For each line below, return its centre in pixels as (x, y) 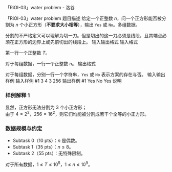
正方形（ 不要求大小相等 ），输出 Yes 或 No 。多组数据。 (84, 25)
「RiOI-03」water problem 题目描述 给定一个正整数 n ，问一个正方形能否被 (84, 18)
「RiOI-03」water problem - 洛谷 (40, 7)
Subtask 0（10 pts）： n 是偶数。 (46, 141)
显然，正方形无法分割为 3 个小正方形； (46, 107)
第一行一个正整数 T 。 (28, 53)
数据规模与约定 (24, 128)
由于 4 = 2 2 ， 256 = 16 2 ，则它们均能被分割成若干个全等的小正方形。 (77, 114)
